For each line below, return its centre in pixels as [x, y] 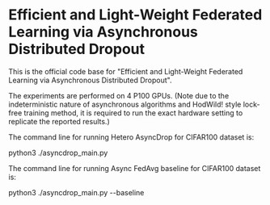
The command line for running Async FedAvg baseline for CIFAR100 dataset [135, 168]
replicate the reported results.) [59, 121]
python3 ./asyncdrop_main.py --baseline [76, 192]
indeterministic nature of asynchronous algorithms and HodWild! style [125, 104]
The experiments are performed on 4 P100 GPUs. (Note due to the [119, 95]
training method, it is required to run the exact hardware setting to [133, 113]
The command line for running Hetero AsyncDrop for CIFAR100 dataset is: [131, 137]
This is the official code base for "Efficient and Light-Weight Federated [126, 71]
